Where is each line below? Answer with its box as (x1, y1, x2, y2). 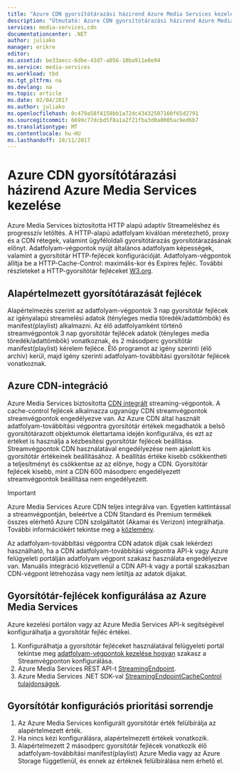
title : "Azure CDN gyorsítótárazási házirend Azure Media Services (7, 10, 212, 18)
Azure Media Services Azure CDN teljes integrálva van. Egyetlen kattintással (7, 502, 231, 511)
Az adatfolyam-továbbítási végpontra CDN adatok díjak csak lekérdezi (7, 539, 213, 547)
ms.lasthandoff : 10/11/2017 (7, 136, 91, 143)
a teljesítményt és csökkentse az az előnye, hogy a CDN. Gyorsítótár (7, 459, 208, 468)
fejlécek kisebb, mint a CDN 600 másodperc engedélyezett (7, 467, 181, 475)
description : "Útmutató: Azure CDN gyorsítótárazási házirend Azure (7, 17, 215, 24)
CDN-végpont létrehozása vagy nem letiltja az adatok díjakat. (7, 569, 187, 578)
